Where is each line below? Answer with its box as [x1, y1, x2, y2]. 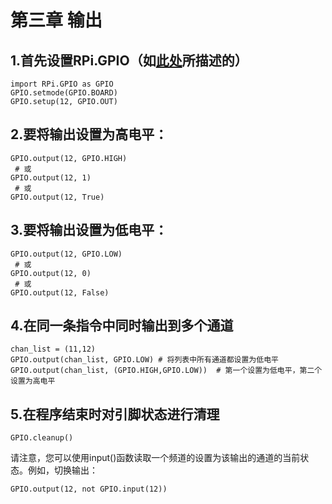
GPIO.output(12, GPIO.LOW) [10, 249, 123, 259]
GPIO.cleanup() [10, 433, 74, 443]
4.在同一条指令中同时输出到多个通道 [10, 317, 234, 335]
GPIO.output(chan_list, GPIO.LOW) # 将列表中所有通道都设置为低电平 [10, 355, 279, 365]
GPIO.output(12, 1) [10, 172, 92, 183]
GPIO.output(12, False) [10, 287, 110, 298]
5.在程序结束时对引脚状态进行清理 [10, 406, 220, 423]
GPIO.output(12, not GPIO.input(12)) [10, 484, 168, 495]
